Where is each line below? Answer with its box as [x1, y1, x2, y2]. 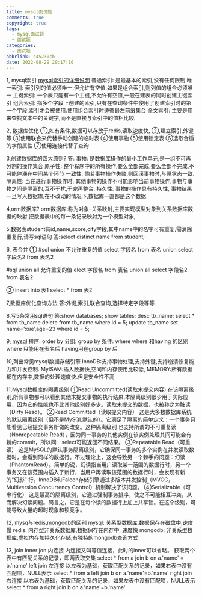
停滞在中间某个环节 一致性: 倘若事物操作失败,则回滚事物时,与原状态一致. [16, 170, 195, 177]
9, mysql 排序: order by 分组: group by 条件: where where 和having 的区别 [6, 338, 188, 345]
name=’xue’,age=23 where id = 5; [6, 325, 90, 332]
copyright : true [6, 20, 47, 26]
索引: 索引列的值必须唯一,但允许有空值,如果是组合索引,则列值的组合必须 [11, 84, 188, 91]
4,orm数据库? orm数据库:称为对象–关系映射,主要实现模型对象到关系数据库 [6, 205, 188, 212]
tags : [6, 25, 20, 32]
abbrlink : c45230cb [6, 54, 55, 60]
